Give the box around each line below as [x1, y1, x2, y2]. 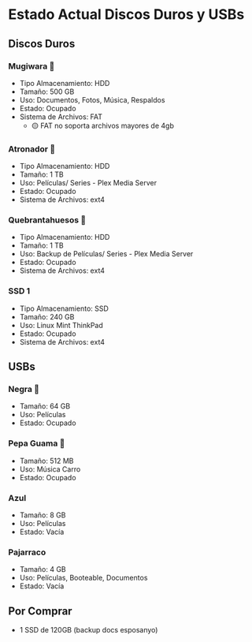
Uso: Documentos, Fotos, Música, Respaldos [19, 95, 165, 104]
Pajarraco [8, 547, 46, 558]
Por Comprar [8, 604, 72, 618]
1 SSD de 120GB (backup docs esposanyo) [19, 625, 158, 635]
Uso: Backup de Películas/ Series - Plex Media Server [19, 249, 194, 259]
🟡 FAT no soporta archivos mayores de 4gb [31, 121, 175, 130]
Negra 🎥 [8, 384, 40, 395]
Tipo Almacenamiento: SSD [19, 304, 109, 313]
